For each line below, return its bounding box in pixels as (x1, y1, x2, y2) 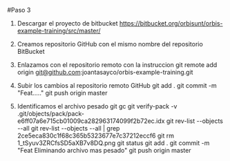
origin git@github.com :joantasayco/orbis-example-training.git (17, 68, 193, 76)
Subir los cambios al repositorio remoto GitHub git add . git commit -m (17, 82, 218, 89)
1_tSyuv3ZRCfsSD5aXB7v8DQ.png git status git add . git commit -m (17, 139, 210, 147)
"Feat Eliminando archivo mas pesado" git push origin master (17, 146, 191, 154)
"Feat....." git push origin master (17, 89, 108, 97)
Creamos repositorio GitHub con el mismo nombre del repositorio (17, 40, 204, 48)
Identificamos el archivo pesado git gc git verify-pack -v (17, 102, 178, 110)
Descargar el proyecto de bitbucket (17, 19, 119, 27)
